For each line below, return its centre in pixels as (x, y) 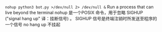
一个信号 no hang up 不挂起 (33, 24)
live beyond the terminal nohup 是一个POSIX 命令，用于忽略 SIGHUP (74, 12)
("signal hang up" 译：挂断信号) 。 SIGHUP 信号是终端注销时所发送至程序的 (81, 18)
